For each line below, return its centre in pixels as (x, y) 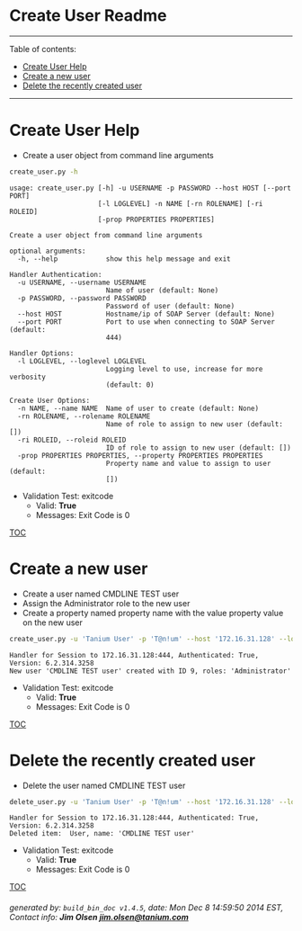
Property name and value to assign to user (188, 463)
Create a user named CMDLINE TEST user (101, 594)
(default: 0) (130, 385)
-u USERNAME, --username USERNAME (82, 282)
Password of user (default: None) (170, 306)
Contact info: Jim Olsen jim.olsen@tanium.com (99, 917)
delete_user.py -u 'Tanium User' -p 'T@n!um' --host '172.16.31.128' (142, 801)
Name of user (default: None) (162, 290)
